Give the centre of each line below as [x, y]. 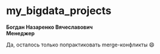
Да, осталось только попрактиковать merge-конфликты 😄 [81, 45]
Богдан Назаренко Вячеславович [49, 27]
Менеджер [20, 33]
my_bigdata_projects [59, 11]
